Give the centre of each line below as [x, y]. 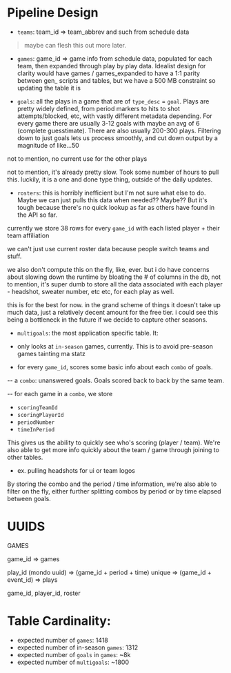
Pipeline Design [53, 13]
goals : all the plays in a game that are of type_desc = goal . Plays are [113, 101]
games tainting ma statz [51, 353]
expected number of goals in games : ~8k [74, 654]
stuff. [14, 256]
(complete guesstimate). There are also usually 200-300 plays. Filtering [119, 130]
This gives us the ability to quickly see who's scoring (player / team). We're [114, 442]
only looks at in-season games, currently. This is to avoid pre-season [115, 346]
